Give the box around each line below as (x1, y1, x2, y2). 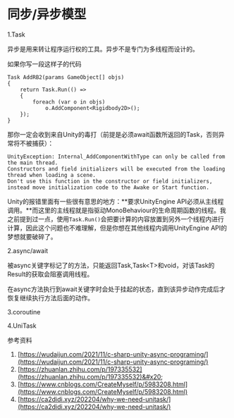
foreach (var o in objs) (32, 98, 106, 106)
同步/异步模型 (7, 6, 87, 23)
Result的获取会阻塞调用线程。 (7, 269, 94, 278)
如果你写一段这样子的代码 (7, 59, 82, 68)
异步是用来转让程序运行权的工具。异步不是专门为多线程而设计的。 (7, 44, 199, 53)
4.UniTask (7, 321, 37, 330)
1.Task (7, 30, 26, 39)
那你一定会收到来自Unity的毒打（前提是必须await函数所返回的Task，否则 (7, 130, 218, 138)
